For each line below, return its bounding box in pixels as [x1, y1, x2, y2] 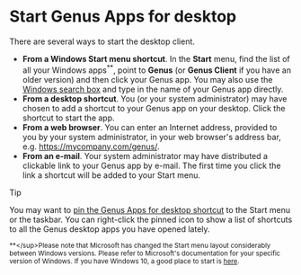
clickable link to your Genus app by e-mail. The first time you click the [22, 160, 281, 171]
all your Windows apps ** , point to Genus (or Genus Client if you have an [22, 63, 292, 75]
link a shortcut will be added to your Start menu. [22, 169, 200, 181]
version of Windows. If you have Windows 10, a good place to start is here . [9, 256, 240, 266]
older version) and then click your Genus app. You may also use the [22, 74, 273, 84]
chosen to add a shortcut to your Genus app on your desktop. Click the [22, 102, 286, 113]
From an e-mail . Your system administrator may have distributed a [22, 150, 268, 161]
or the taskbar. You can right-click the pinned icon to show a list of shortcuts [9, 214, 293, 225]
